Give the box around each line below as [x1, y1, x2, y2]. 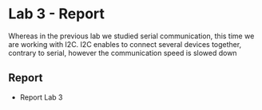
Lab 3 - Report [8, 5, 105, 23]
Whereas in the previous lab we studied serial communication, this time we [8, 31, 255, 41]
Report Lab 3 [19, 92, 63, 102]
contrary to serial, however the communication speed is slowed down [8, 48, 237, 57]
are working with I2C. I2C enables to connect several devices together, [8, 39, 242, 49]
